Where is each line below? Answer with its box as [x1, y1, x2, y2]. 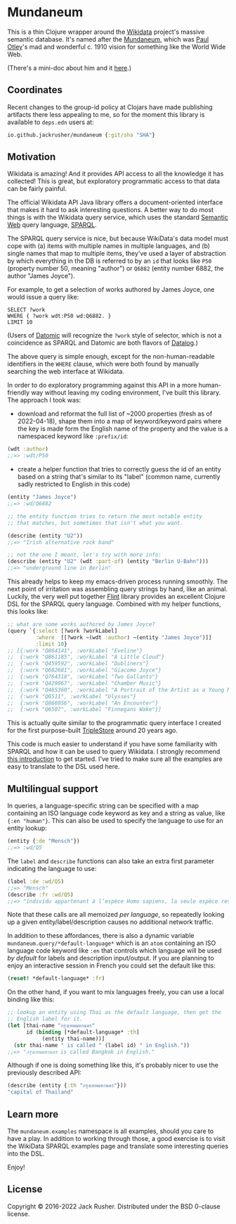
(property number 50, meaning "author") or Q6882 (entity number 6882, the [7, 264, 224, 273]
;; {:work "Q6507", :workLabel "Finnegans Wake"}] [7, 706, 162, 713]
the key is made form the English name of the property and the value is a [17, 424, 228, 433]
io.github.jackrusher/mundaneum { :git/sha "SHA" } [7, 131, 156, 138]
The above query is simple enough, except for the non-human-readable [7, 352, 216, 361]
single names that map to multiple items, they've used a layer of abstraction [7, 249, 226, 258]
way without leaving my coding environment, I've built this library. [31, 388, 221, 397]
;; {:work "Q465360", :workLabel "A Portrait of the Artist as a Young [7, 686, 225, 693]
